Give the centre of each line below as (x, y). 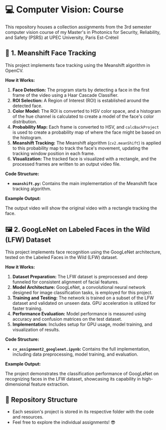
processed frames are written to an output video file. (67, 164)
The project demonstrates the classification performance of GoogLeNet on (82, 373)
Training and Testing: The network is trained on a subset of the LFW (83, 298)
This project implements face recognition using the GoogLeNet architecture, (83, 252)
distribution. (25, 121)
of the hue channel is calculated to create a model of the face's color (83, 116)
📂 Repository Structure (41, 400)
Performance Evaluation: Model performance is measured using (79, 314)
